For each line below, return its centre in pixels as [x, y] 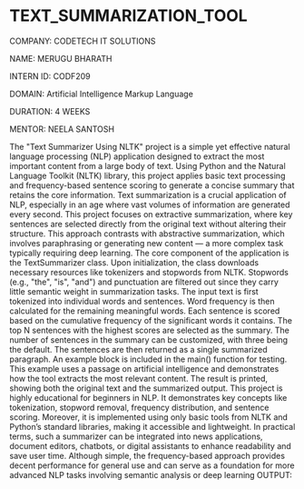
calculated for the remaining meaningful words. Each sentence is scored [145, 311]
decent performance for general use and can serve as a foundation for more [152, 465]
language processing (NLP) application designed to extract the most [137, 156]
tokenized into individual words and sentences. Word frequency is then [142, 301]
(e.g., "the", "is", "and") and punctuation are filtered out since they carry [144, 282]
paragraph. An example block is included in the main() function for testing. [148, 359]
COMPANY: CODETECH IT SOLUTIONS [83, 41]
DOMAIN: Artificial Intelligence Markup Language [101, 94]
